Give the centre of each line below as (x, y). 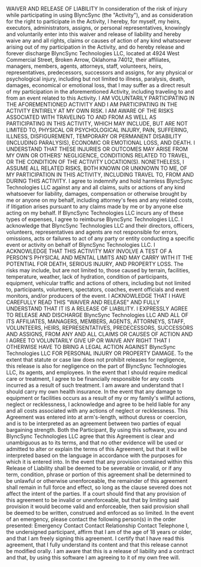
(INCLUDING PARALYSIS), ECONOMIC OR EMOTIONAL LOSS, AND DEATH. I (101, 143)
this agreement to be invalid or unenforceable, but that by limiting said (93, 500)
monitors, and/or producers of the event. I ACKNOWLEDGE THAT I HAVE (96, 296)
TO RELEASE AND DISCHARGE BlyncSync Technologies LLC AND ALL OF (97, 315)
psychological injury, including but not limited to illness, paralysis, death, (96, 79)
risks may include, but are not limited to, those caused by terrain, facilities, (98, 270)
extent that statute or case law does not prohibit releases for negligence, (96, 359)
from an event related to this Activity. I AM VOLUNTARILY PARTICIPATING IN (100, 98)
